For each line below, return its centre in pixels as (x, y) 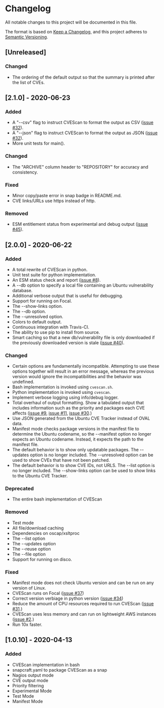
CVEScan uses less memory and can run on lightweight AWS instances (84, 614)
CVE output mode (30, 680)
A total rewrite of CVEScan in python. (50, 269)
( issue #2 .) (23, 619)
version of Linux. (29, 588)
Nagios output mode (33, 675)
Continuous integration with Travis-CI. (51, 327)
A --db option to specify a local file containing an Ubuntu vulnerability (83, 285)
